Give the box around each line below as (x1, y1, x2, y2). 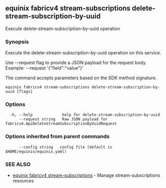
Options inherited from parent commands (5, 133, 110, 140)
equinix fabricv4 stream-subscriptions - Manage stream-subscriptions (12, 172, 160, 178)
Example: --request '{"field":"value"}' (5, 65, 84, 71)
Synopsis (5, 38, 29, 45)
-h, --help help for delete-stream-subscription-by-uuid (10, 112, 160, 117)
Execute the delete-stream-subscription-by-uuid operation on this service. (5, 50, 161, 56)
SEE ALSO (5, 161, 31, 168)
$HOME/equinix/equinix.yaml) (5, 149, 67, 154)
